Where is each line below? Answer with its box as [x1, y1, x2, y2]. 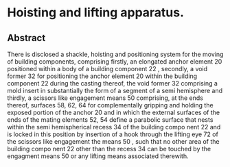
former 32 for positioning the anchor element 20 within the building [7, 72, 198, 80]
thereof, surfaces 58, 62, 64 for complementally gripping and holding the [7, 101, 214, 109]
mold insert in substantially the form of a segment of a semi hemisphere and [7, 87, 223, 94]
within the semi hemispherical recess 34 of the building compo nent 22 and [7, 123, 221, 131]
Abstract [7, 32, 46, 44]
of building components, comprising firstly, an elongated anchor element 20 [7, 57, 222, 66]
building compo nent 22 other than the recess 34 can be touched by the [7, 145, 211, 153]
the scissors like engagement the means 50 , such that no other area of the [7, 138, 220, 145]
